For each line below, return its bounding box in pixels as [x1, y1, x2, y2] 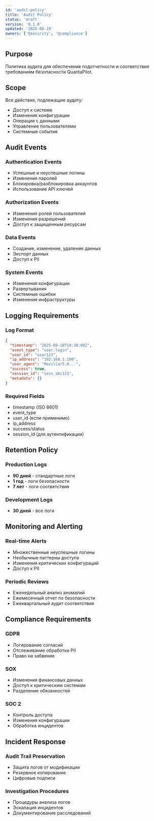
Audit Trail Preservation [5, 752, 65, 760]
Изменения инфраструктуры [12, 297, 75, 303]
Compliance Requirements [5, 615, 91, 624]
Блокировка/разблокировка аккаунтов [12, 181, 98, 187]
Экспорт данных [12, 250, 49, 257]
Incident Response [5, 737, 66, 746]
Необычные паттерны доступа [12, 554, 79, 560]
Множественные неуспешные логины [12, 549, 95, 555]
